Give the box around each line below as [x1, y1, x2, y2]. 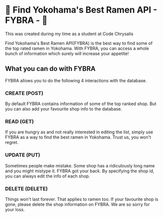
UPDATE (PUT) [5, 152, 40, 159]
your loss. [5, 206, 25, 212]
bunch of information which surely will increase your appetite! [5, 51, 129, 56]
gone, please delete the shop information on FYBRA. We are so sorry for [5, 201, 150, 207]
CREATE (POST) [5, 90, 44, 96]
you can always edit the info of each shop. [5, 173, 90, 179]
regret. [5, 140, 18, 145]
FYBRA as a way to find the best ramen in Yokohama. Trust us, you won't [5, 134, 151, 140]
